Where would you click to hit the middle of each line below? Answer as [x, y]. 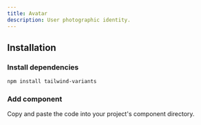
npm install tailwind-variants [52, 82]
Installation [32, 48]
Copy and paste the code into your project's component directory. [101, 114]
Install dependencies [43, 67]
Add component [35, 99]
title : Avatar [28, 13]
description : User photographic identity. [69, 20]
